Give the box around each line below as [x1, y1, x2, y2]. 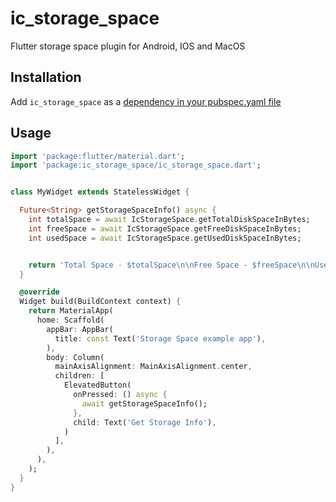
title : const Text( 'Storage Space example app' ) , [54, 333, 267, 344]
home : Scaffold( [36, 315, 105, 326]
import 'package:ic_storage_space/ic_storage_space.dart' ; [10, 160, 262, 171]
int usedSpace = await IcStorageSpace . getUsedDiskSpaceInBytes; [28, 233, 302, 243]
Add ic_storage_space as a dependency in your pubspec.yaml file [10, 95, 282, 107]
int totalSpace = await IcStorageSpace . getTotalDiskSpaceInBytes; [28, 215, 311, 225]
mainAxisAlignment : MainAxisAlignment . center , [54, 362, 253, 372]
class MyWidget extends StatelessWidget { [10, 187, 190, 197]
